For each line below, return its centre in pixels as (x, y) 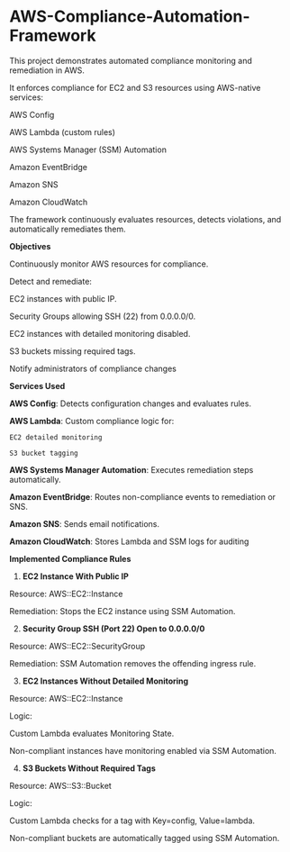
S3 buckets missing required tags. (73, 351)
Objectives (30, 246)
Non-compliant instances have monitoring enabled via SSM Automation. (143, 750)
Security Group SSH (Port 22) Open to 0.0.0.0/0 (113, 629)
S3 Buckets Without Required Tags (89, 768)
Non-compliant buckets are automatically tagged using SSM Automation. (145, 838)
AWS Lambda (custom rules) (62, 131)
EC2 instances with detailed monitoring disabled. (100, 333)
